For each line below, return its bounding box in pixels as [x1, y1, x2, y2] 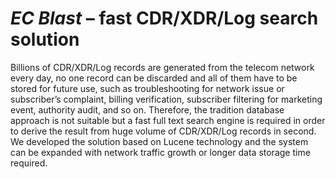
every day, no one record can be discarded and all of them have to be [10, 72, 298, 84]
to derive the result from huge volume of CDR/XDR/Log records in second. [10, 125, 317, 137]
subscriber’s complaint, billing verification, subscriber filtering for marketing [10, 93, 323, 105]
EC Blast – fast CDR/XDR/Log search [10, 7, 319, 30]
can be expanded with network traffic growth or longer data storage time [10, 146, 311, 158]
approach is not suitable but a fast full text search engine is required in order [10, 114, 326, 126]
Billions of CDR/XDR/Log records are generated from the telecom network [10, 61, 315, 73]
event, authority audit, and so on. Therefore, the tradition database [10, 103, 285, 116]
